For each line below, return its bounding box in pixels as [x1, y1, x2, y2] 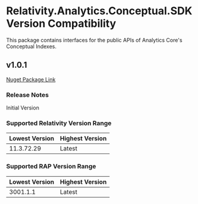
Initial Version [6, 104, 40, 111]
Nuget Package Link [6, 76, 56, 83]
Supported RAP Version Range [6, 162, 96, 171]
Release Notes [6, 90, 49, 99]
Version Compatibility [6, 17, 117, 30]
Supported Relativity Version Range [6, 119, 112, 127]
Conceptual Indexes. [6, 43, 57, 50]
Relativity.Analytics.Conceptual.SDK [6, 4, 193, 18]
